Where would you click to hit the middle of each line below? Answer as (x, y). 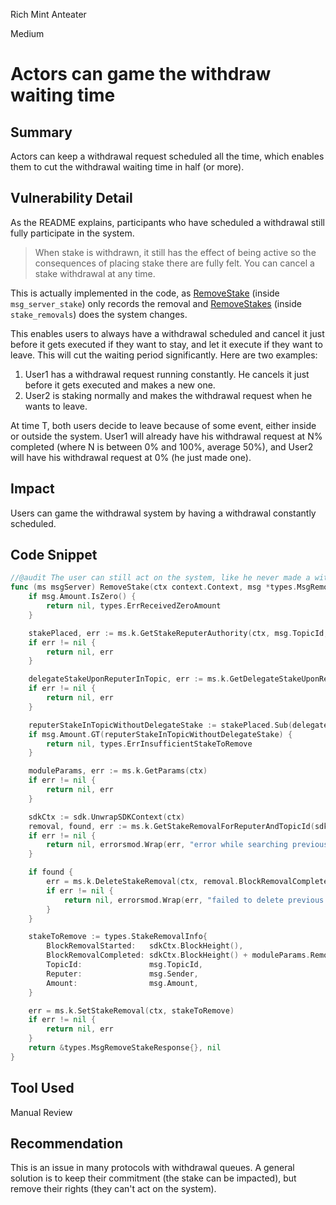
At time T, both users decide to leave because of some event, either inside (163, 425)
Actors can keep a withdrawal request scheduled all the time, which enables (167, 156)
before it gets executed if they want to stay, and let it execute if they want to (166, 344)
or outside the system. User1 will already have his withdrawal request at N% (166, 436)
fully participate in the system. (72, 233)
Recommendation (66, 1144)
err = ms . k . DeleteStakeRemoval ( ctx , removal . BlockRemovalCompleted (189, 882)
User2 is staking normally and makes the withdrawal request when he (168, 395)
